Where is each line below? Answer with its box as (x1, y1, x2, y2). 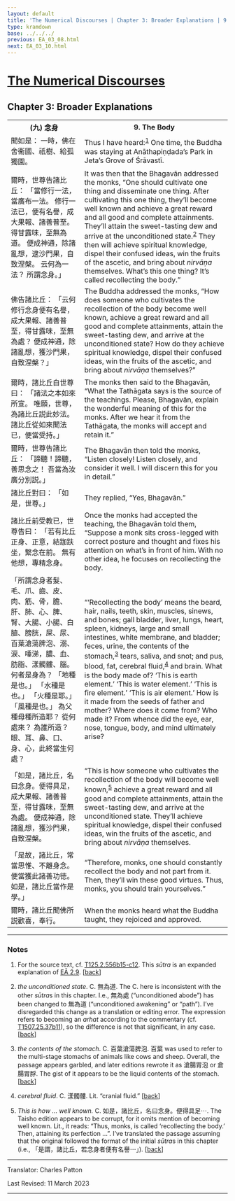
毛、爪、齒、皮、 (10, 586, 68, 596)
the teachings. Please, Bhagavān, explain (84, 395, 219, 405)
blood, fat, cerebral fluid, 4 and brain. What (84, 660, 222, 671)
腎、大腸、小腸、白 (10, 617, 75, 627)
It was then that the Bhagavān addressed (84, 169, 219, 178)
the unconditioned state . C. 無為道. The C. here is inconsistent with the (17, 982, 222, 990)
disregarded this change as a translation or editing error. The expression (17, 1007, 226, 1016)
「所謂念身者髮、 (10, 575, 68, 585)
